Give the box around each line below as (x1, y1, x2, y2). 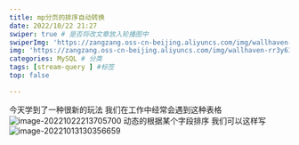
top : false (9, 71, 50, 80)
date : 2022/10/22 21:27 (9, 21, 98, 30)
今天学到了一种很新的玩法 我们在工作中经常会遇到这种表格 (9, 104, 222, 115)
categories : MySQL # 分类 (9, 54, 102, 63)
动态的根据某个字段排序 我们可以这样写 (123, 115, 267, 125)
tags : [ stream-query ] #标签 (9, 63, 115, 72)
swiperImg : (9, 37, 50, 47)
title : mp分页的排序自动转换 (9, 12, 105, 22)
